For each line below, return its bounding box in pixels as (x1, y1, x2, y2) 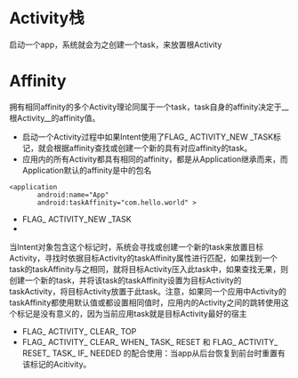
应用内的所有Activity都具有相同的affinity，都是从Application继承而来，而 (21, 153, 289, 165)
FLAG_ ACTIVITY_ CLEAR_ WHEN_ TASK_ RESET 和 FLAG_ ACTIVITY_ (21, 336, 278, 347)
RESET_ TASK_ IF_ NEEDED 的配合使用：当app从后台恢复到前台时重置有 (21, 348, 286, 358)
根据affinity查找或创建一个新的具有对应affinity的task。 (52, 142, 253, 153)
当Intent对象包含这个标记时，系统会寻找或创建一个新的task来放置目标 (9, 241, 264, 252)
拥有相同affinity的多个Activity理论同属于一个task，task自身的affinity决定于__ (9, 101, 289, 112)
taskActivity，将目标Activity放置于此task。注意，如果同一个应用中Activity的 (9, 286, 286, 296)
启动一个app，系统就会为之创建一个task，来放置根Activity (9, 39, 222, 50)
